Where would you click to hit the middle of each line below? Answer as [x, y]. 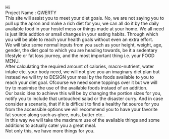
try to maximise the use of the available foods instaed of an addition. [76, 88]
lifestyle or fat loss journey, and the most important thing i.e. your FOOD [80, 56]
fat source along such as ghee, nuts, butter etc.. [55, 115]
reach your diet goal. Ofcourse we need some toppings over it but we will [81, 82]
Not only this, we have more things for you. [50, 131]
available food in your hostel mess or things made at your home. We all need [84, 29]
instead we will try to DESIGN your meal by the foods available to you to [80, 77]
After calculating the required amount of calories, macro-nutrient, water [80, 66]
